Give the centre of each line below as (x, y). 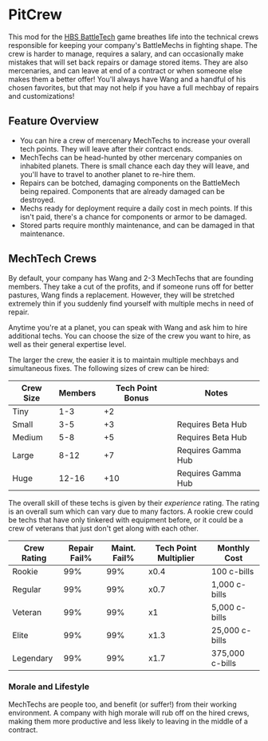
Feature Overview (54, 121)
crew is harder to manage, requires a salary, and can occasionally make (126, 53)
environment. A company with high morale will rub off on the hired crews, (129, 712)
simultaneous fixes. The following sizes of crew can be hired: (109, 368)
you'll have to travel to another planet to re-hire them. (107, 174)
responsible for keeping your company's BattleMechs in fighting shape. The (133, 45)
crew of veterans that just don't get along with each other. (104, 528)
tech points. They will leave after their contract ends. (106, 148)
